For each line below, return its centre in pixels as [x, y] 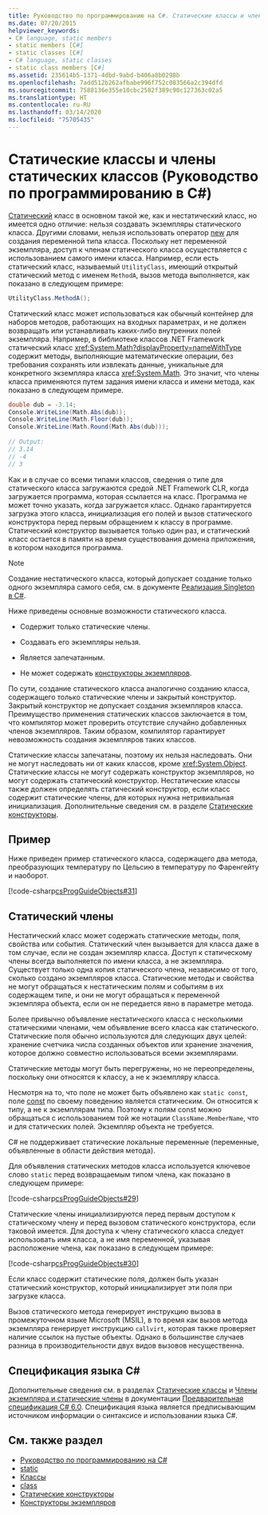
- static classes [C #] [46, 53]
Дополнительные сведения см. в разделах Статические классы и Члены [133, 1390]
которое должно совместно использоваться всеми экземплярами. [123, 1053]
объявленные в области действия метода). [82, 1151]
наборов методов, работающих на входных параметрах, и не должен [127, 322]
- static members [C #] [46, 46]
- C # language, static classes [60, 61]
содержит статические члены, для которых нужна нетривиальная [121, 797]
